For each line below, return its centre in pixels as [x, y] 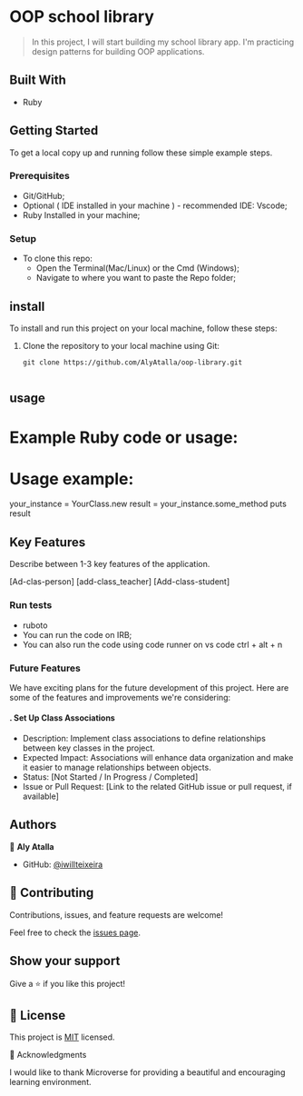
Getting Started [54, 130]
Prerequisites [39, 176]
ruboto [35, 625]
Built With [38, 80]
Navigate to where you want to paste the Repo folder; [136, 278]
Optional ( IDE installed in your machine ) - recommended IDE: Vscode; [155, 205]
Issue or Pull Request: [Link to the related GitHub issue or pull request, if [157, 787]
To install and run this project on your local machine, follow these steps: [143, 328]
